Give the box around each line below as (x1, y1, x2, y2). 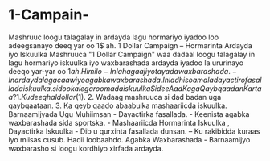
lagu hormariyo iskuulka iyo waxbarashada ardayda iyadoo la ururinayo (8, 58, 244, 68)
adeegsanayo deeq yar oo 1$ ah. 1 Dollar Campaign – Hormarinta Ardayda (8, 40, 253, 50)
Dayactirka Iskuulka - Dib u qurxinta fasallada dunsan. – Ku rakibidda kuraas (8, 126, 260, 136)
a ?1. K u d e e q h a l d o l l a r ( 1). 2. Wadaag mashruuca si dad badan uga (8, 92, 222, 101)
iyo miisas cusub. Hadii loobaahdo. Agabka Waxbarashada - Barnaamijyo (8, 134, 251, 144)
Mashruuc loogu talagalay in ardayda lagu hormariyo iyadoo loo (8, 32, 219, 42)
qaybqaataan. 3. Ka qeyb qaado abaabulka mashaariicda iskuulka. (8, 101, 227, 110)
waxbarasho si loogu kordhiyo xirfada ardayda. (8, 143, 164, 153)
